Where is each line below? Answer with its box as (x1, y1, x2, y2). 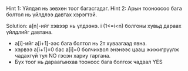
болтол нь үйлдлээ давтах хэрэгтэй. (6, 11, 98, 18)
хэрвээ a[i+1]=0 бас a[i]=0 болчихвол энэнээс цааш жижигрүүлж (14, 46, 179, 53)
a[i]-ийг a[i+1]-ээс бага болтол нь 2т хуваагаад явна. (14, 40, 147, 47)
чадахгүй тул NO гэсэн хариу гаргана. (14, 52, 111, 59)
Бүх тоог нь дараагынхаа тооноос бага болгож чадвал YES (14, 58, 163, 65)
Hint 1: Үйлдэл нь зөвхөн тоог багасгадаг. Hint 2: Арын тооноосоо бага (6, 5, 182, 12)
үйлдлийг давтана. (6, 29, 53, 35)
